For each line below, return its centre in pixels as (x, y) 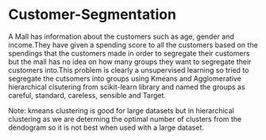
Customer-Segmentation (93, 15)
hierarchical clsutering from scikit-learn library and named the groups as (127, 87)
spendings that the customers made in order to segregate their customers (129, 53)
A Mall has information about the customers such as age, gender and (121, 36)
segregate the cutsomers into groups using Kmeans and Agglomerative (125, 78)
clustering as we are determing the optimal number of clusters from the (125, 119)
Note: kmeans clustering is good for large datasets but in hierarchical (121, 110)
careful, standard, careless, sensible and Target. (87, 95)
